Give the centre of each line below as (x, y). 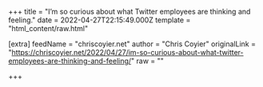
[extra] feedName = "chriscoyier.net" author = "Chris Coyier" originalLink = (132, 44)
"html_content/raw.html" (48, 28)
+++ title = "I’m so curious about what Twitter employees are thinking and (130, 12)
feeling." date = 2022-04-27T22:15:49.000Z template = (100, 20)
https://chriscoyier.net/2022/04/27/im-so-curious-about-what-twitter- (128, 52)
